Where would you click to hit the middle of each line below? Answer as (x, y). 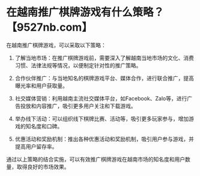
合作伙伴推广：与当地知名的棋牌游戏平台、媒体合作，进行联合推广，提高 (104, 78)
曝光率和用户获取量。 (41, 85)
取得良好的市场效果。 (43, 166)
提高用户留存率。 (36, 146)
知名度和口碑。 (44, 126)
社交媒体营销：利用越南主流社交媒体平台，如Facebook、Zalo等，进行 (101, 98)
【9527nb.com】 (50, 27)
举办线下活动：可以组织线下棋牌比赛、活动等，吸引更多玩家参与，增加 (102, 118)
